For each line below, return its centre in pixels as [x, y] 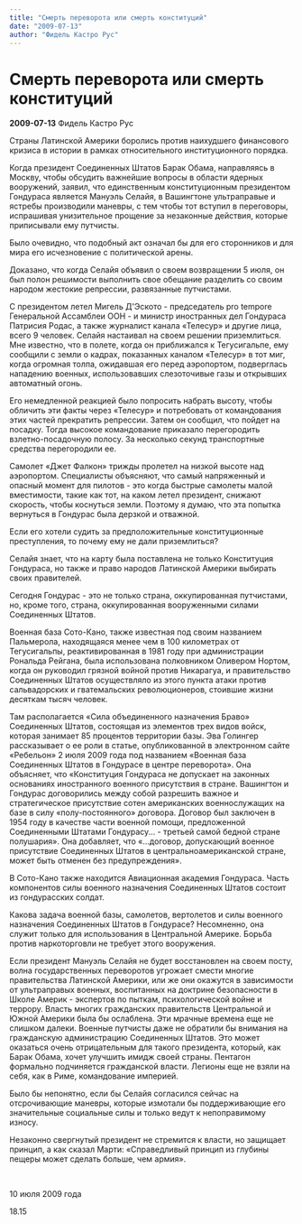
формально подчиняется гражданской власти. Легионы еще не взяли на [150, 1067]
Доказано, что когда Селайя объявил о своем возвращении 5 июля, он [147, 270]
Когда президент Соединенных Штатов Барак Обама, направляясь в [142, 168]
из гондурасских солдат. [57, 897]
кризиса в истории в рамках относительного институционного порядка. [149, 151]
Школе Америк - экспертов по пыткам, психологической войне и [136, 999]
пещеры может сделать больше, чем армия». [98, 1159]
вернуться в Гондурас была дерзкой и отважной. [105, 515]
